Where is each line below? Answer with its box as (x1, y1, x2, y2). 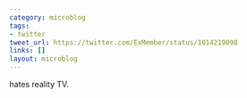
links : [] (9, 46, 47, 55)
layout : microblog (9, 54, 78, 63)
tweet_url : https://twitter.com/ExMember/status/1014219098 (9, 37, 239, 47)
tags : (9, 21, 30, 30)
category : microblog (9, 12, 87, 22)
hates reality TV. (9, 79, 70, 89)
